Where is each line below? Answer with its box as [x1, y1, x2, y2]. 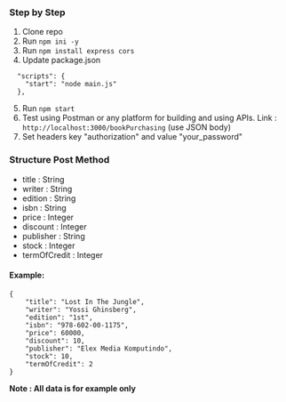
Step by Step [9, 6, 66, 19]
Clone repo [21, 27, 64, 37]
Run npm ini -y [21, 36, 79, 46]
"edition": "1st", [25, 313, 93, 322]
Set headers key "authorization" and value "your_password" [21, 132, 242, 142]
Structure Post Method [9, 154, 110, 166]
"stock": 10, [25, 351, 74, 361]
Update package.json [21, 55, 101, 66]
